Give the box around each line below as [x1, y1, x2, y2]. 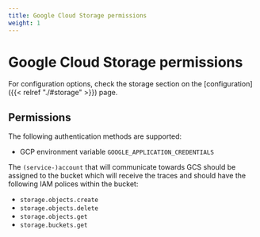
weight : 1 [8, 19, 41, 27]
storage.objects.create [19, 196, 99, 205]
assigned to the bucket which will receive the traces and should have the [8, 171, 247, 181]
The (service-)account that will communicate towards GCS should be [8, 162, 236, 172]
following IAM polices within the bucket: [8, 179, 139, 189]
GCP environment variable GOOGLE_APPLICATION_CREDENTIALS [19, 147, 214, 157]
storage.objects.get [19, 213, 88, 221]
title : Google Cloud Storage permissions [8, 11, 147, 20]
